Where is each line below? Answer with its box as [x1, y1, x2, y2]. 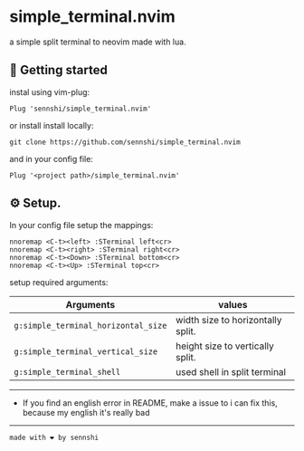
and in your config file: [9, 153, 93, 164]
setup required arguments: [9, 276, 109, 287]
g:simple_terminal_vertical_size [14, 346, 158, 357]
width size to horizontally [176, 313, 282, 326]
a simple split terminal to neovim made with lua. [9, 36, 187, 47]
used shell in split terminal [176, 365, 287, 378]
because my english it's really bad [22, 407, 151, 417]
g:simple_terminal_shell [14, 367, 121, 377]
